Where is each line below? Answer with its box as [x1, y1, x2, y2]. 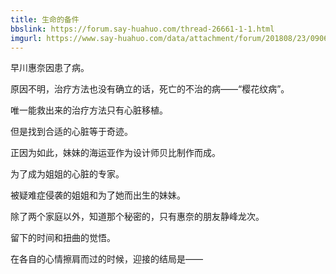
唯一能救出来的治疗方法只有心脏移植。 [10, 104, 168, 116]
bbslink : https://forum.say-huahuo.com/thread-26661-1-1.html [10, 24, 275, 34]
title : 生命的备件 [10, 14, 80, 25]
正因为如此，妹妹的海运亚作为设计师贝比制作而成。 [10, 147, 221, 159]
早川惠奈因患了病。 [10, 62, 90, 74]
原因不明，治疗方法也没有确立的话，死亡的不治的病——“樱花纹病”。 [10, 83, 290, 95]
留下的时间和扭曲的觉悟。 [10, 232, 116, 244]
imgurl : [10, 33, 43, 43]
